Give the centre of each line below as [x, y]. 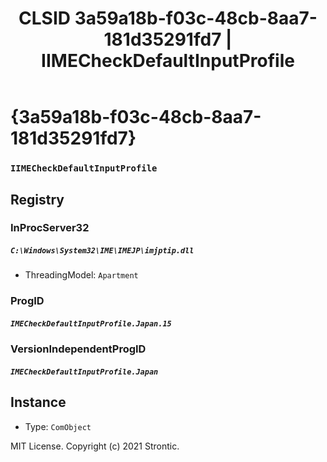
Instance [38, 402]
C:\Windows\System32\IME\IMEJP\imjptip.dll [102, 251]
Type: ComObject [58, 426]
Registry [37, 199]
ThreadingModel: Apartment [81, 275]
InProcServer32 [50, 228]
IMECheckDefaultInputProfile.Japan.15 [91, 323]
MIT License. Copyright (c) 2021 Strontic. [95, 446]
